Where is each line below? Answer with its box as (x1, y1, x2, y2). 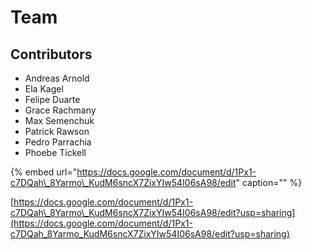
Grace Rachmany (24, 104, 97, 116)
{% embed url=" (10, 166, 78, 178)
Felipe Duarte (24, 94, 81, 105)
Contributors (10, 46, 93, 63)
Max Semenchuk (24, 115, 95, 126)
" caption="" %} (235, 177, 303, 188)
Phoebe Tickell (24, 147, 87, 158)
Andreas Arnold (24, 72, 90, 84)
